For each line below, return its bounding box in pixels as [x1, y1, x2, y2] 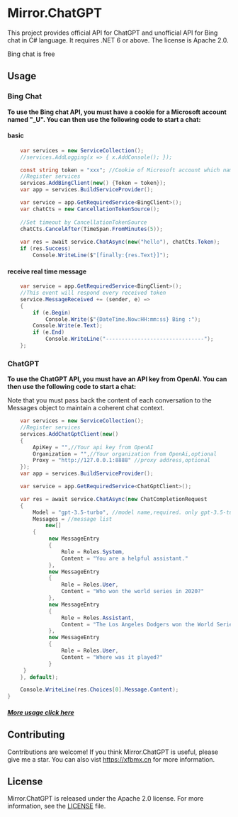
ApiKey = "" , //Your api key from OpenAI [33, 444, 154, 451]
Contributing [7, 728, 65, 741]
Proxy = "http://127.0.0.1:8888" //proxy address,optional [33, 457, 211, 464]
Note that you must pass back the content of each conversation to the [7, 396, 212, 405]
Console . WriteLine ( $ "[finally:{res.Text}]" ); [33, 252, 170, 259]
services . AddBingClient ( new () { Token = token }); [20, 179, 166, 187]
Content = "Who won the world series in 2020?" [61, 588, 204, 595]
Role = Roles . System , [61, 548, 125, 556]
